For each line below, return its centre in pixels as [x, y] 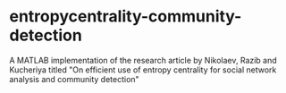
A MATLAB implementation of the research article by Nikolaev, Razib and [143, 60]
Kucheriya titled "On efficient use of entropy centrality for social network [143, 70]
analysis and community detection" [75, 79]
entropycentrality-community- [126, 17]
